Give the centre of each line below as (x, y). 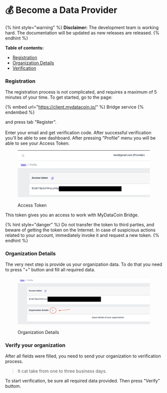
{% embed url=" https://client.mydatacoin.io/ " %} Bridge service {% (75, 107)
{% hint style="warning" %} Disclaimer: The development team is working (82, 27)
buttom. (13, 386)
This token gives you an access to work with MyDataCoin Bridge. (72, 215)
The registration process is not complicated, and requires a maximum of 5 (81, 92)
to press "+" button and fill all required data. (50, 270)
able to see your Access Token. (37, 143)
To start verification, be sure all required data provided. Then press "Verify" (83, 381)
